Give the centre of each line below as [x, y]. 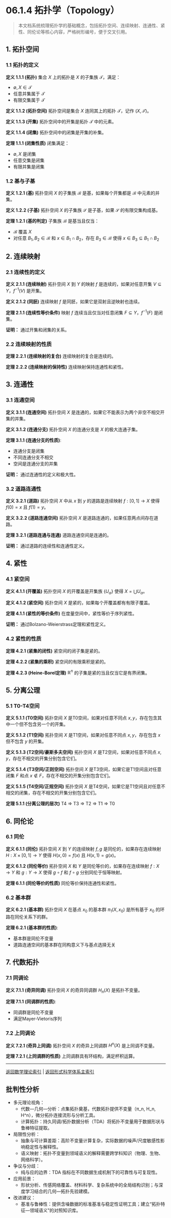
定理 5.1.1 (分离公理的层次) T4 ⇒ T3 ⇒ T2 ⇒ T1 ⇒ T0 [60, 804]
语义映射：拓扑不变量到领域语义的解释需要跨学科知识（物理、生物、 [92, 1154]
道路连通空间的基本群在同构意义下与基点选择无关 [64, 944]
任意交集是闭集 [29, 160]
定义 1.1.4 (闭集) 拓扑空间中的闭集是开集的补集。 [56, 132]
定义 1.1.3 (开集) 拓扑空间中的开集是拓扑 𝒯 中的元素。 [61, 121]
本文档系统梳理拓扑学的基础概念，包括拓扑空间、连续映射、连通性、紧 [92, 25]
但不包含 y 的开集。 [26, 741]
